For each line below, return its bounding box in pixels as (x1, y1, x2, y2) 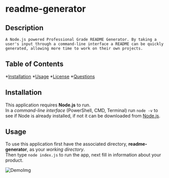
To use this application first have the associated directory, (5, 141, 128, 147)
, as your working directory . (27, 146, 86, 152)
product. (5, 157, 24, 164)
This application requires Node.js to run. (5, 102, 91, 108)
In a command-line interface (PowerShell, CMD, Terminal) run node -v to (5, 107, 158, 113)
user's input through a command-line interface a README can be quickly (5, 41, 164, 47)
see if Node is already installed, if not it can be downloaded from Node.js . (5, 113, 160, 119)
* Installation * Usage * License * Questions (5, 73, 95, 79)
